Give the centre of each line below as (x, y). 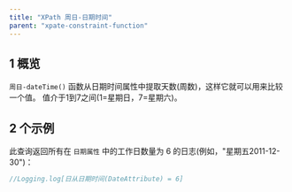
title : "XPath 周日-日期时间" (61, 17)
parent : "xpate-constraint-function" (79, 26)
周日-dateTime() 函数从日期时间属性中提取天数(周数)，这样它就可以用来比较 (146, 87)
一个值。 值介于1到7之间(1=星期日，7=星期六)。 (96, 97)
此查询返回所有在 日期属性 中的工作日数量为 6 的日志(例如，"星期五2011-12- (145, 151)
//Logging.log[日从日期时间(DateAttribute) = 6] (96, 179)
